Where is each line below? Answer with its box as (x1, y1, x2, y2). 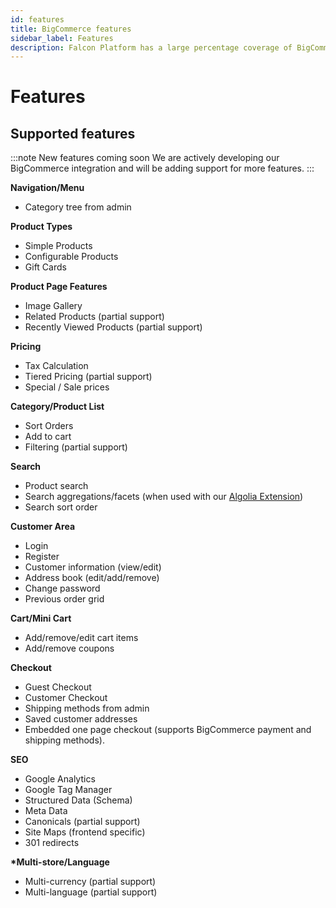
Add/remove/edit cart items (24, 632, 139, 644)
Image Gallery (24, 300, 83, 312)
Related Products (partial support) (24, 311, 165, 323)
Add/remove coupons (24, 642, 115, 655)
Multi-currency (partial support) (24, 876, 157, 888)
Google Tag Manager (24, 784, 113, 796)
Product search (24, 480, 89, 492)
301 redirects (24, 837, 80, 849)
